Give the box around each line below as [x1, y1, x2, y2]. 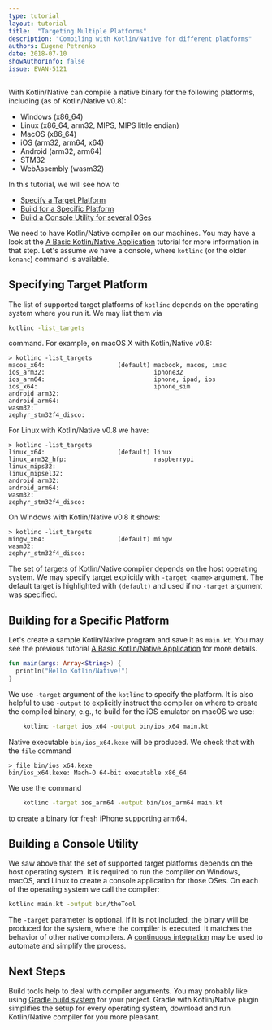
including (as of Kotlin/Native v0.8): [8, 95, 127, 106]
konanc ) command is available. [8, 254, 110, 264]
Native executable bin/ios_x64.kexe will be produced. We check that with [8, 737, 255, 747]
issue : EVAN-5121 [8, 65, 67, 73]
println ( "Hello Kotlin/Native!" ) [15, 667, 129, 676]
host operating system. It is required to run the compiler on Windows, [8, 867, 240, 877]
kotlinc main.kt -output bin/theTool [8, 901, 136, 909]
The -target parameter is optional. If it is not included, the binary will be [8, 915, 249, 925]
